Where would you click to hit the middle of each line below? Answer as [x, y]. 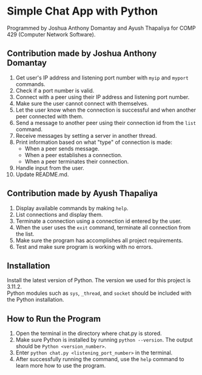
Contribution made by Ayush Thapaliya [82, 193]
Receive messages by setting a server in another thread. [86, 135]
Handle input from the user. [50, 167]
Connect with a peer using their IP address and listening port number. [103, 97]
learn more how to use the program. [61, 366]
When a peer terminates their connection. [77, 161]
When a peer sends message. [62, 148]
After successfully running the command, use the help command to [100, 359]
